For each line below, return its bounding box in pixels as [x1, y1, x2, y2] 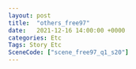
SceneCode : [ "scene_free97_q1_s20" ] [8, 48, 129, 56]
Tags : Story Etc [8, 41, 62, 49]
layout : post [8, 11, 51, 20]
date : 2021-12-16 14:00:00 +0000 [8, 26, 126, 34]
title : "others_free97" [8, 19, 90, 27]
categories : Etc [8, 33, 62, 42]
